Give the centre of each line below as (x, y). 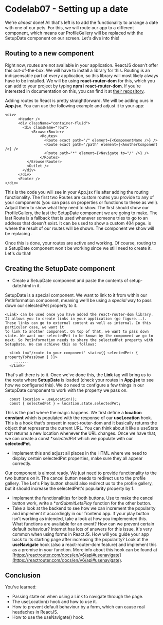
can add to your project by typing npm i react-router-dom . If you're (73, 86)
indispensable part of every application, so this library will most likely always (82, 75)
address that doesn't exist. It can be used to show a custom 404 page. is (78, 223)
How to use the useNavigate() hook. (48, 617)
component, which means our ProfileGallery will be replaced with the (74, 33)
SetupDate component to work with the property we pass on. (66, 390)
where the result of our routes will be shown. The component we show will (80, 228)
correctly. (22, 463)
